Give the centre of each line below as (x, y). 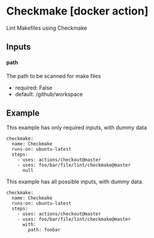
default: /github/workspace (49, 94)
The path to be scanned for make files (54, 76)
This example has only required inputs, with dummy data (77, 128)
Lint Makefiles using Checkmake (47, 28)
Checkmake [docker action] (78, 11)
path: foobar (44, 230)
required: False (34, 88)
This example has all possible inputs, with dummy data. (75, 182)
